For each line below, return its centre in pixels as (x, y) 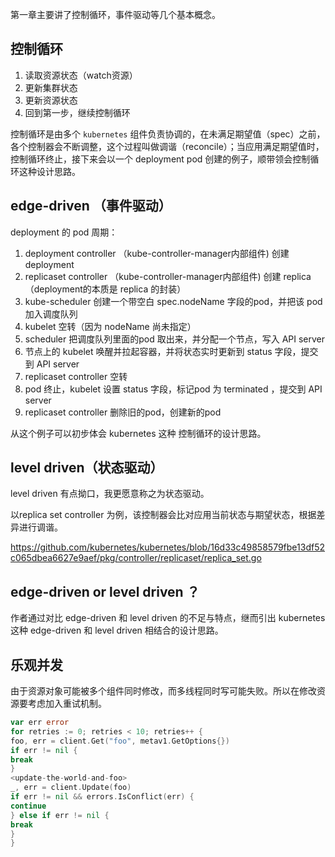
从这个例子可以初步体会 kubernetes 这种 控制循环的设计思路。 (138, 433)
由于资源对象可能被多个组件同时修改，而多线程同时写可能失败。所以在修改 (163, 691)
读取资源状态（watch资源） (81, 75)
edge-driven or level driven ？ (105, 591)
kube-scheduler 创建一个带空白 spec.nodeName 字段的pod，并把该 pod (173, 301)
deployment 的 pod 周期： (64, 232)
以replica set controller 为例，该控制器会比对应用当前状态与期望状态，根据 (163, 515)
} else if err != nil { (60, 815)
